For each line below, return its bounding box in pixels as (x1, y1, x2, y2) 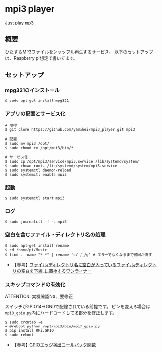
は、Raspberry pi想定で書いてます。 (5, 55, 78, 61)
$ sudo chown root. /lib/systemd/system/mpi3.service (5, 163, 118, 168)
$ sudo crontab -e (5, 320, 43, 325)
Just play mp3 (5, 20, 34, 25)
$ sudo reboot (5, 332, 34, 337)
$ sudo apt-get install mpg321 (5, 98, 69, 103)
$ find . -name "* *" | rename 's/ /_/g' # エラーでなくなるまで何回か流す (5, 252, 152, 257)
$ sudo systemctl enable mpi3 (5, 172, 67, 177)
